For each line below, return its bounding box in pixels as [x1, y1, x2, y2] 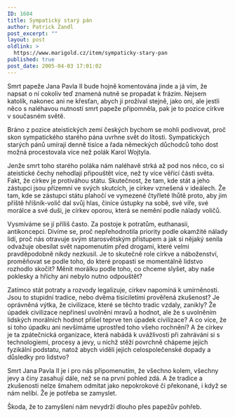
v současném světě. [7, 112, 65, 120]
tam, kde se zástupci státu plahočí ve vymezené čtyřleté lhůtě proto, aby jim [7, 191, 227, 200]
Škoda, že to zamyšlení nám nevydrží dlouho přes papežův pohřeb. [7, 402, 202, 411]
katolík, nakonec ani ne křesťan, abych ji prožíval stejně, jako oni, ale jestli [7, 96, 220, 105]
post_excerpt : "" [7, 30, 58, 37]
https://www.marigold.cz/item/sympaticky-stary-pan [13, 50, 168, 57]
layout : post [7, 37, 46, 44]
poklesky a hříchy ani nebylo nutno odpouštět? [7, 272, 142, 280]
